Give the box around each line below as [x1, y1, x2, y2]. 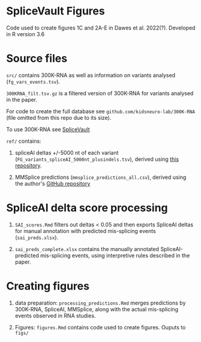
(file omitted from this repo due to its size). [6, 114, 112, 121]
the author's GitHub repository [14, 179, 91, 187]
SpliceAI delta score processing [6, 201, 168, 215]
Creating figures [6, 279, 90, 293]
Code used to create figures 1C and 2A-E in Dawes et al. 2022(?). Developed [6, 24, 196, 31]
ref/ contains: [6, 137, 41, 145]
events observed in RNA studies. [14, 312, 96, 319]
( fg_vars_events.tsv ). [6, 78, 61, 85]
